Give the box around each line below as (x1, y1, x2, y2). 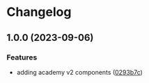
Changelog (6, 4, 72, 20)
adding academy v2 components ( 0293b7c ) (16, 68, 143, 76)
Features (6, 53, 38, 62)
